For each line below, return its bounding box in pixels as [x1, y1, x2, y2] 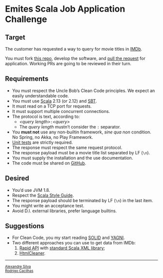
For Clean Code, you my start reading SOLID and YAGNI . [12, 235, 125, 241]
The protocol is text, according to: [12, 113, 80, 119]
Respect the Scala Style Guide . [12, 192, 74, 198]
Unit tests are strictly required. [12, 139, 73, 145]
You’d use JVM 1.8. [12, 187, 50, 193]
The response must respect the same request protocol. [12, 145, 123, 150]
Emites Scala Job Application [5, 3, 125, 15]
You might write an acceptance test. [12, 203, 84, 208]
